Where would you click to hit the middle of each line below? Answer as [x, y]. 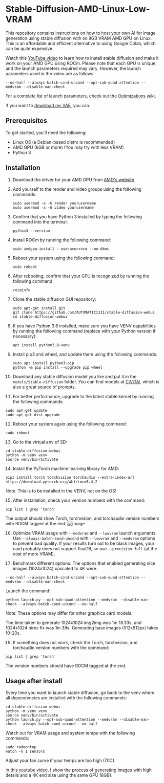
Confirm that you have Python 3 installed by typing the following [77, 217]
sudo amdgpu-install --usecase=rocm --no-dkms [61, 249]
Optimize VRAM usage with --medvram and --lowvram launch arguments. [84, 533]
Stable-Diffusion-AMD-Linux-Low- [78, 9]
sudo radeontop [21, 747]
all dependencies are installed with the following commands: [66, 698]
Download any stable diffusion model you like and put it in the [74, 376]
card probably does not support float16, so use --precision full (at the [85, 548]
